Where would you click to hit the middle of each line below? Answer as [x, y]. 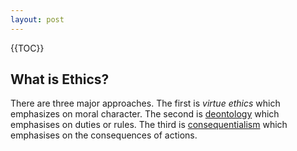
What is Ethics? [60, 79]
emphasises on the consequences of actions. [104, 135]
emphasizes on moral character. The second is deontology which [145, 114]
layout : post [37, 19]
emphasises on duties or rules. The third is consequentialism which [149, 125]
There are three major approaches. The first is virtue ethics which [145, 103]
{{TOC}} [27, 48]
